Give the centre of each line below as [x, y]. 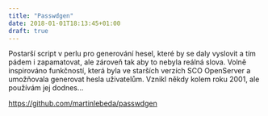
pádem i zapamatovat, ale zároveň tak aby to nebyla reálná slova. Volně [128, 62]
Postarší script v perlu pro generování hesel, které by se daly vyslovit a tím [132, 54]
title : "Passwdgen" [41, 16]
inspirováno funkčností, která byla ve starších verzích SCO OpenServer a [130, 71]
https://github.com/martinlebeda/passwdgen [83, 104]
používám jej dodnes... [46, 88]
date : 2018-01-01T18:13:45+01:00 [65, 23]
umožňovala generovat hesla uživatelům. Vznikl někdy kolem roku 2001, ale [134, 79]
